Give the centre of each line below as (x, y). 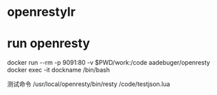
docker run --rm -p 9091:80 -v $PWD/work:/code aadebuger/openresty (109, 63)
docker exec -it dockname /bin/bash (59, 70)
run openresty (49, 44)
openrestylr (41, 12)
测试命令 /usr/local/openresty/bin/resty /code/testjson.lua (89, 84)
